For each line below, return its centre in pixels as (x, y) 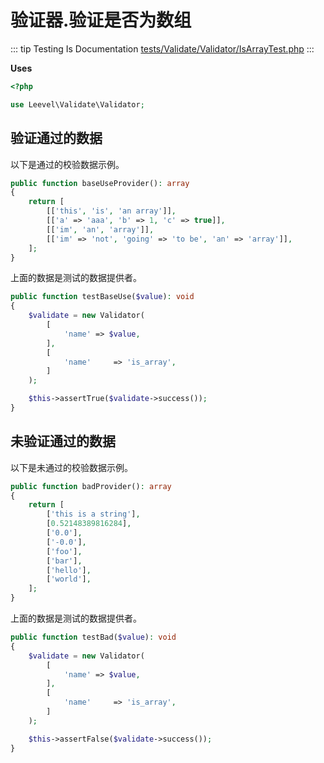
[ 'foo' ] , (64, 551)
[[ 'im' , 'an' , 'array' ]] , (100, 229)
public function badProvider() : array (91, 486)
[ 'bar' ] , (64, 561)
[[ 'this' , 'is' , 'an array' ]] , (111, 211)
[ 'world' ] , (69, 579)
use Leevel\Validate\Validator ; (77, 104)
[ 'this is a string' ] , (93, 514)
